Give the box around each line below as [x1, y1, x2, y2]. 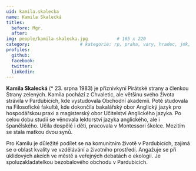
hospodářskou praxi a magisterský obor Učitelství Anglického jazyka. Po [6, 110, 181, 117]
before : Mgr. [11, 25, 44, 31]
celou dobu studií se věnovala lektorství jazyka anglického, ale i [6, 116, 160, 123]
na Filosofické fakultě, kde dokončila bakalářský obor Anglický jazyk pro [6, 103, 181, 110]
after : [11, 31, 28, 36]
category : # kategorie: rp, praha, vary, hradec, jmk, [6, 42, 191, 48]
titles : [6, 19, 25, 25]
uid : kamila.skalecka [6, 8, 59, 15]
